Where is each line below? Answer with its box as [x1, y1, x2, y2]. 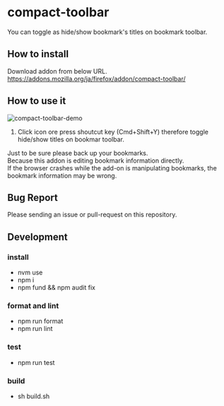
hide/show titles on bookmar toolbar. [17, 135, 125, 144]
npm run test [17, 358, 55, 366]
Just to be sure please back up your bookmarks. [7, 149, 148, 157]
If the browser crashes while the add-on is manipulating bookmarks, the [7, 163, 217, 172]
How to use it [7, 95, 66, 107]
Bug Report [7, 192, 59, 204]
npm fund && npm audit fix [17, 284, 95, 292]
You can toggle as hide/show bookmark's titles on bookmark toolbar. [7, 28, 208, 36]
